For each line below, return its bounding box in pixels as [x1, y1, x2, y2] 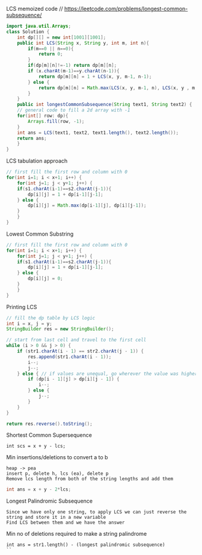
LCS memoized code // [6, 5, 63, 12]
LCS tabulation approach [6, 157, 68, 165]
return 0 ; [38, 51, 63, 57]
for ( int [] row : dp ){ [17, 113, 69, 119]
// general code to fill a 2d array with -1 [17, 107, 130, 113]
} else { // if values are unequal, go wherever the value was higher [17, 371, 198, 377]
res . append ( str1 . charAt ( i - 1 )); [28, 354, 112, 360]
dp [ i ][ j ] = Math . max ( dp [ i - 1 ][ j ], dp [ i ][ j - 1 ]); [28, 202, 147, 209]
